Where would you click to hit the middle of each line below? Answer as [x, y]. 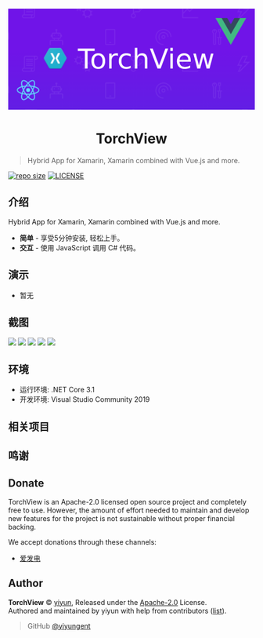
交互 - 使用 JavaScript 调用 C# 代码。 [80, 247]
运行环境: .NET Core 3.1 [57, 390]
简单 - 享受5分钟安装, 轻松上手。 [72, 238]
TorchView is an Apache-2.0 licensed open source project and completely [127, 501]
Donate [26, 483]
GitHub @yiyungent [59, 625]
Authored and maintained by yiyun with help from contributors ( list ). [117, 611]
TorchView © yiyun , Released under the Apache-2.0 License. [108, 602]
